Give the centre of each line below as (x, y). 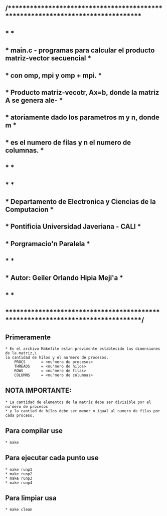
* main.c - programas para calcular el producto (80, 51)
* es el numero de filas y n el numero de (68, 142)
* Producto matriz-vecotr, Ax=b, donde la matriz (82, 92)
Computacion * (30, 209)
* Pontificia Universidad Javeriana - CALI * (73, 227)
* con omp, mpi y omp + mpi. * (53, 75)
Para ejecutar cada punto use (52, 458)
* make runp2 (19, 474)
